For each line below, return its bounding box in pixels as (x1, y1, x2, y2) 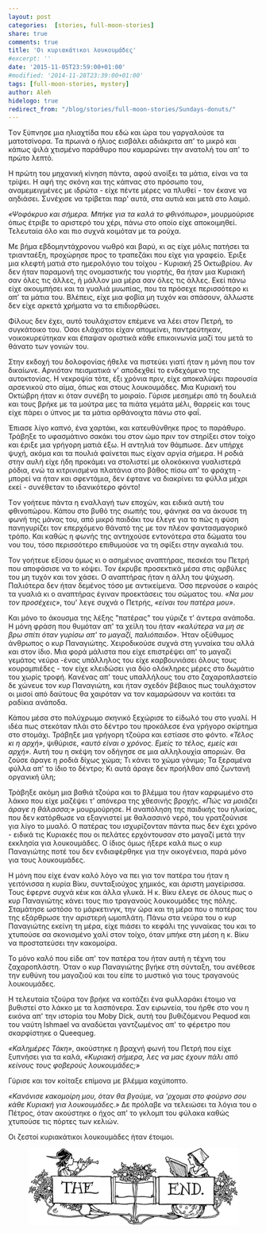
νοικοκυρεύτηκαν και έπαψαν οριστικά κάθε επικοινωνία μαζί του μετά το (8, 333, 253, 343)
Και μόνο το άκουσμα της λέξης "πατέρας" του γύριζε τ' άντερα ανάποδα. (8, 613, 256, 623)
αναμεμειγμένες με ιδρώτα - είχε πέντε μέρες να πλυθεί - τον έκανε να (8, 185, 248, 195)
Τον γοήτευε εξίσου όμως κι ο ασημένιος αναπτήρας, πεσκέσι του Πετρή (8, 555, 249, 565)
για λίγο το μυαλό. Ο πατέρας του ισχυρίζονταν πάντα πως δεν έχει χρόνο (8, 822, 257, 831)
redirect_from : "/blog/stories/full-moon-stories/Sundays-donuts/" (8, 105, 237, 113)
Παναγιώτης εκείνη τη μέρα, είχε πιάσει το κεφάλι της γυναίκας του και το (8, 921, 256, 931)
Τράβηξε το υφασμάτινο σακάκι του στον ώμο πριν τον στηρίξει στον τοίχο (8, 432, 256, 441)
